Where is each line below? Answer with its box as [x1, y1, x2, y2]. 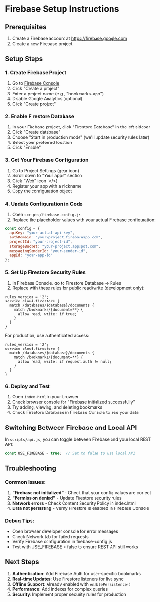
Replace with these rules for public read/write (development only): [12, 285, 144, 291]
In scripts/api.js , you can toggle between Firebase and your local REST [5, 436, 151, 442]
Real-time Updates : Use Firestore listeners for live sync [12, 576, 124, 582]
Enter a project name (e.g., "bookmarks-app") [12, 91, 104, 96]
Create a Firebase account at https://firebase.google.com [12, 35, 127, 41]
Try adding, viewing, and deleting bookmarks [12, 404, 103, 410]
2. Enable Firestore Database [5, 113, 74, 120]
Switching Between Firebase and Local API [5, 423, 137, 432]
